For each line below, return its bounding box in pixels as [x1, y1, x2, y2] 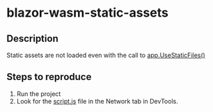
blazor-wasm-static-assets [6, 5, 168, 21]
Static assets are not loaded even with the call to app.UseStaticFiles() [6, 51, 206, 59]
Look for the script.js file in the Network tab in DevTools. [16, 97, 178, 105]
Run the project [16, 89, 61, 98]
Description [6, 33, 58, 45]
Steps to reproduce [6, 71, 92, 83]
